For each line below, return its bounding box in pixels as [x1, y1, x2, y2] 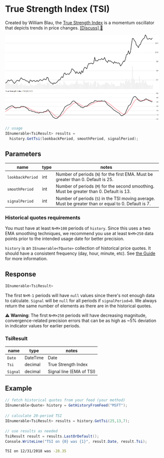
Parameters [5, 150, 41, 158]
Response [5, 270, 37, 278]
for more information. [5, 256, 48, 262]
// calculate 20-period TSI [5, 413, 62, 418]
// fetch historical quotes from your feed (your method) [5, 398, 125, 403]
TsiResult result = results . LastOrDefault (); [5, 434, 99, 439]
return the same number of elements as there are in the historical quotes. [5, 303, 152, 309]
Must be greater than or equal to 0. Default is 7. [56, 200, 151, 207]
